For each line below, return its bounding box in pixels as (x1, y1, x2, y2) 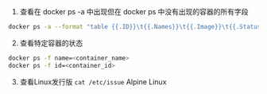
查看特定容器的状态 (19, 38, 83, 48)
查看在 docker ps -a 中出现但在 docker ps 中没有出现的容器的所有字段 (19, 7, 249, 16)
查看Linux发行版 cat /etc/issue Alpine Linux (19, 76, 167, 86)
